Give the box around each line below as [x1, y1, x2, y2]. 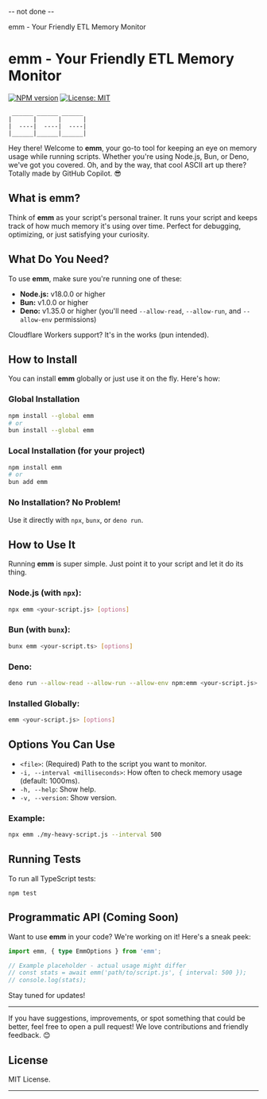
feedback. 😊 [8, 1031, 51, 1040]
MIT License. [8, 1074, 51, 1084]
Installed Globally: [8, 698, 80, 709]
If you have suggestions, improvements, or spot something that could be [8, 1013, 246, 1024]
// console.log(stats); [8, 977, 87, 985]
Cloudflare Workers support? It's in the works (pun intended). [8, 330, 209, 339]
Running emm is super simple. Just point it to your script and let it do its [8, 559, 244, 569]
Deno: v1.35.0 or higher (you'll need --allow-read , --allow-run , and [19, 306, 242, 315]
